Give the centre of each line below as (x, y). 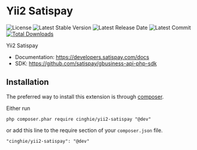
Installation (28, 82)
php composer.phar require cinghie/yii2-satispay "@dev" (79, 119)
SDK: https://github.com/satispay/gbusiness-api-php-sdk (86, 63)
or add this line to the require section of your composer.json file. (84, 130)
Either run (18, 108)
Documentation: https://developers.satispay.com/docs (82, 57)
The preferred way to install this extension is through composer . (85, 96)
